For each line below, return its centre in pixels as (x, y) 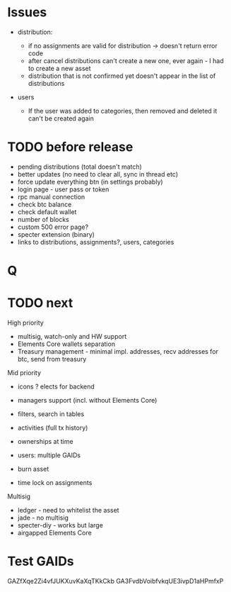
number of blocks (43, 219)
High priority (25, 323)
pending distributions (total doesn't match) (80, 167)
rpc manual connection (51, 196)
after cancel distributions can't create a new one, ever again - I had (126, 60)
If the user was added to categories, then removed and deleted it (123, 111)
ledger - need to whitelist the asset (68, 510)
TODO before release (70, 147)
